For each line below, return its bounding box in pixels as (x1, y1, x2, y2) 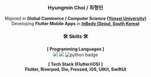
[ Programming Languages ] (46, 46, 105, 52)
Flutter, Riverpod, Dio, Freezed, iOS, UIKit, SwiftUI (25, 66, 126, 72)
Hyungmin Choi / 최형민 (47, 4, 104, 11)
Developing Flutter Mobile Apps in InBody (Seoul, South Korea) (11, 21, 140, 27)
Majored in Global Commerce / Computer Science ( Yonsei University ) (4, 15, 147, 21)
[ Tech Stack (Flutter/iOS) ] (48, 61, 103, 67)
